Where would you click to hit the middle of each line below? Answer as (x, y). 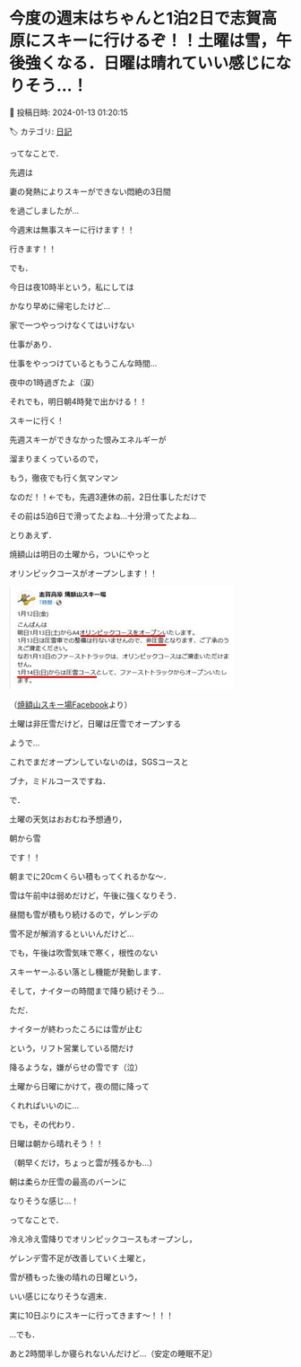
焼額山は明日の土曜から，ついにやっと (80, 554)
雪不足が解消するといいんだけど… (72, 933)
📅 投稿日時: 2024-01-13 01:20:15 (69, 112)
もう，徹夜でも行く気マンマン (64, 478)
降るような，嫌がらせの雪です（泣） (76, 1067)
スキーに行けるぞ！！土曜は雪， (159, 41)
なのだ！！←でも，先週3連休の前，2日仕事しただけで (108, 497)
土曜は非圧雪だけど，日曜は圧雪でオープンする (95, 723)
